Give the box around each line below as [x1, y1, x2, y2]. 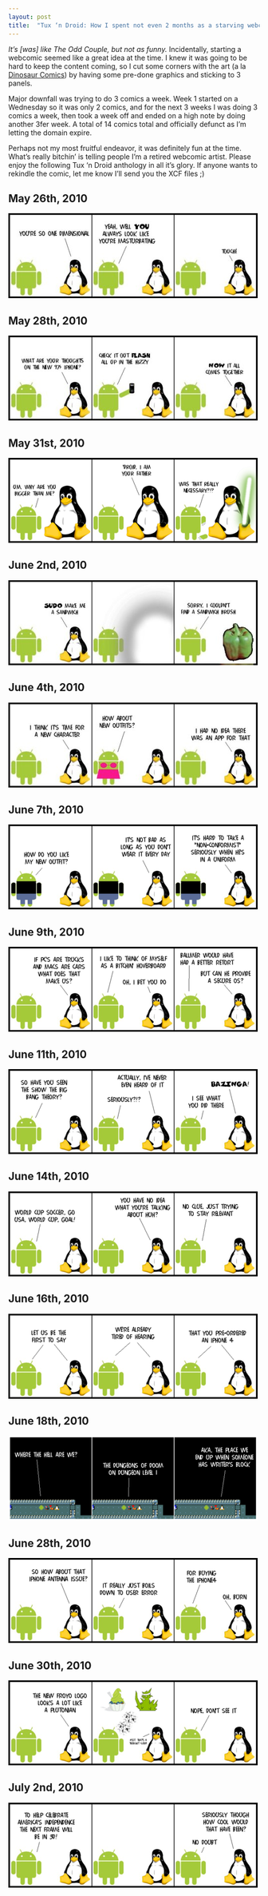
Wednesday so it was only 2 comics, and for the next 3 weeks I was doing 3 [8, 102, 258, 112]
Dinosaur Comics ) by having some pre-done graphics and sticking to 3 [8, 70, 241, 79]
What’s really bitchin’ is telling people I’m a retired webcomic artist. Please [8, 152, 251, 161]
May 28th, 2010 [8, 314, 88, 328]
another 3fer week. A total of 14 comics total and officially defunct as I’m [8, 119, 246, 129]
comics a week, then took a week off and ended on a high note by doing [8, 110, 246, 120]
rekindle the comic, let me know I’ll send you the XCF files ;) [8, 169, 205, 178]
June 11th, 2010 [8, 1047, 88, 1061]
